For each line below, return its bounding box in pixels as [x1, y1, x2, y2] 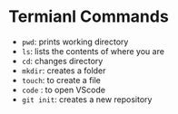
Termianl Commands [8, 6, 169, 27]
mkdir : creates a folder [21, 65, 106, 76]
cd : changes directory [21, 55, 104, 66]
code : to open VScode [21, 84, 106, 95]
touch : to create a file [21, 74, 102, 85]
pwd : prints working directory [21, 36, 129, 47]
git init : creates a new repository [21, 93, 153, 105]
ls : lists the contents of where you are [21, 45, 165, 56]
